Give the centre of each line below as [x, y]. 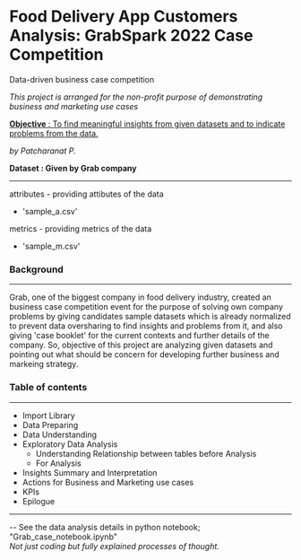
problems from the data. [54, 133]
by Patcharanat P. [43, 151]
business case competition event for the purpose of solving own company [146, 307]
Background [37, 269]
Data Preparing [50, 424]
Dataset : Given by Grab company [73, 168]
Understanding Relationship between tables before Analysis [146, 453]
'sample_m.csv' [51, 246]
